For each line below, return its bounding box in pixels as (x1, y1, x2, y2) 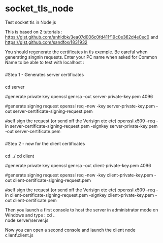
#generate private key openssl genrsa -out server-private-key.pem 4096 (5, 93, 153, 99)
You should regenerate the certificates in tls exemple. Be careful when (5, 49, 148, 55)
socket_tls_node (5, 3, 74, 14)
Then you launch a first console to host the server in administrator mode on (5, 207, 159, 212)
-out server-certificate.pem (5, 128, 61, 134)
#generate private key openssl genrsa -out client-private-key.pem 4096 (5, 162, 151, 168)
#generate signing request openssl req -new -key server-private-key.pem (5, 103, 155, 109)
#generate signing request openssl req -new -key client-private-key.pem (5, 172, 153, 178)
